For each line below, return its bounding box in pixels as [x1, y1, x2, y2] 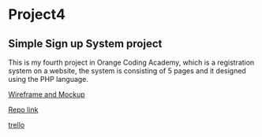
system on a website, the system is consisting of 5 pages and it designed [8, 66, 246, 76]
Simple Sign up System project [8, 37, 163, 50]
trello [8, 120, 25, 129]
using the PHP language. [8, 75, 89, 83]
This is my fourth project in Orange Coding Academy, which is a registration [8, 57, 255, 67]
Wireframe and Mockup [8, 90, 85, 99]
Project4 [8, 6, 65, 24]
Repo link [8, 105, 39, 114]
